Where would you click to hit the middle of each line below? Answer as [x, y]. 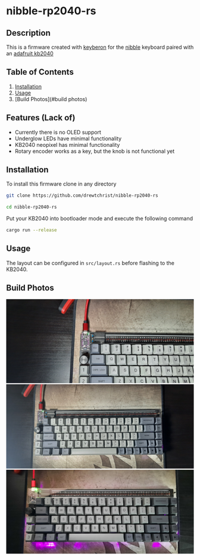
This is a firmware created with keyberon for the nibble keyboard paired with [100, 47]
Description [28, 33]
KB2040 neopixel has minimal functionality [67, 144]
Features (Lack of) [41, 118]
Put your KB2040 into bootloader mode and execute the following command [100, 219]
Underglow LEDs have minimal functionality [68, 139]
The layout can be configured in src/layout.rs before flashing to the [90, 263]
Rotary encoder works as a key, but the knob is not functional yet [95, 151]
